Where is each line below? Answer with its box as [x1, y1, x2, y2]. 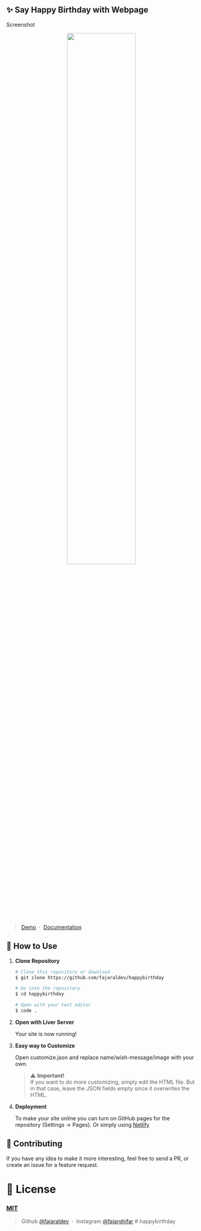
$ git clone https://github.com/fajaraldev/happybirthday [14, 974, 164, 980]
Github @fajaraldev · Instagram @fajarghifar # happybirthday [21, 1218, 176, 1225]
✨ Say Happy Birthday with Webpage [6, 5, 149, 15]
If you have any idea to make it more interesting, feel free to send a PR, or [6, 1155, 189, 1162]
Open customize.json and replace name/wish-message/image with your [14, 1054, 194, 1061]
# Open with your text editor [14, 1002, 92, 1008]
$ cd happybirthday [14, 991, 65, 997]
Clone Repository [14, 957, 60, 965]
